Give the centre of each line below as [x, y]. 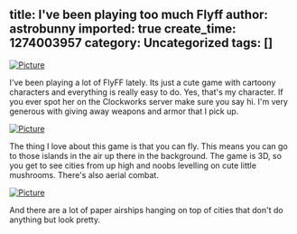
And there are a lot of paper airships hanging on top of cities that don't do [146, 210]
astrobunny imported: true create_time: [123, 29]
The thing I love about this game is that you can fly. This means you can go [149, 146]
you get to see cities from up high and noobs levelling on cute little [133, 165]
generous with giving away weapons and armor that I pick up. [124, 111]
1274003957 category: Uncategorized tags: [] [141, 43]
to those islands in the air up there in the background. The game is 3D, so [146, 155]
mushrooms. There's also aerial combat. [84, 174]
